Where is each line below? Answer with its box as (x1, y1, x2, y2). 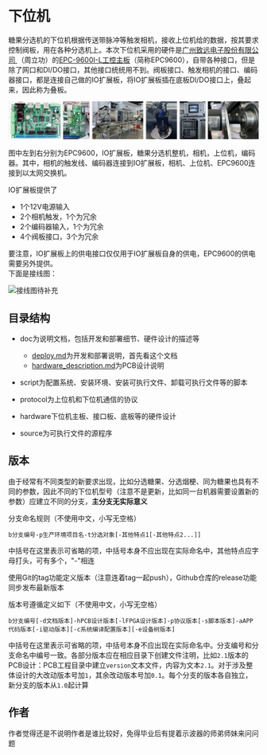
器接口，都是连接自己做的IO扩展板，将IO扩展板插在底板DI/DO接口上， (8, 75, 238, 84)
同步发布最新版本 (8, 582, 64, 592)
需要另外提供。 (8, 259, 57, 268)
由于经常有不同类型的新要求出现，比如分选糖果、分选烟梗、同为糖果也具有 (8, 476, 252, 486)
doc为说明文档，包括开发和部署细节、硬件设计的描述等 (19, 334, 200, 343)
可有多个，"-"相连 (35, 555, 95, 565)
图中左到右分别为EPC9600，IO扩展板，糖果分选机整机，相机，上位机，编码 (8, 148, 256, 158)
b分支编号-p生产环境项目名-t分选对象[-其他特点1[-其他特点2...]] (8, 530, 202, 538)
